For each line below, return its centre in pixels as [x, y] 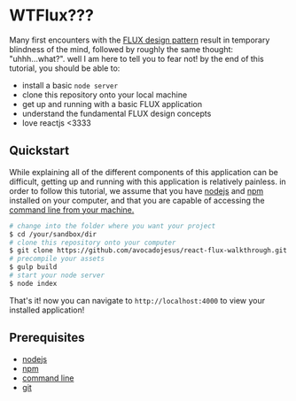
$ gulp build [33, 267]
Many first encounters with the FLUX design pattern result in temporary [140, 40]
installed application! [47, 310]
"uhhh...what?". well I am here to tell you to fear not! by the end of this [136, 58]
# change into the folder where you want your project [113, 226]
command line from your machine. [72, 210]
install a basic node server [70, 85]
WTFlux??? [52, 15]
